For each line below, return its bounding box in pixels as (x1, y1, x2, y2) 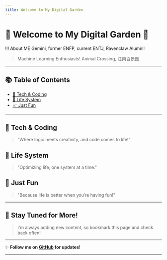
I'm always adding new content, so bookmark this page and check (17, 224, 153, 230)
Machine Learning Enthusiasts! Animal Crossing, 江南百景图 (17, 55, 140, 61)
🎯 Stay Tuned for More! (5, 211, 78, 220)
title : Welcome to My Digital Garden (5, 7, 83, 12)
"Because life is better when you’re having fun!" (17, 192, 116, 198)
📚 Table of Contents (5, 75, 71, 84)
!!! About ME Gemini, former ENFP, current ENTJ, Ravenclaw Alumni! (5, 45, 145, 51)
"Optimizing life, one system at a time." (17, 164, 97, 170)
